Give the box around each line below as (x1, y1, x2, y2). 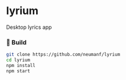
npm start (6, 68, 31, 74)
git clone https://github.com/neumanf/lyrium (6, 52, 120, 58)
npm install (6, 62, 35, 68)
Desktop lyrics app (6, 24, 52, 31)
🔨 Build (6, 38, 27, 46)
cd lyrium (6, 57, 31, 63)
